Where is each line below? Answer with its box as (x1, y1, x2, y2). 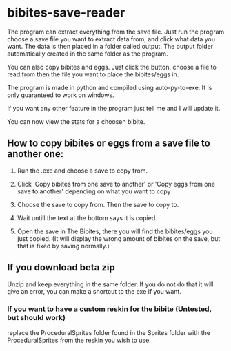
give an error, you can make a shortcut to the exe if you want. (7, 287, 181, 295)
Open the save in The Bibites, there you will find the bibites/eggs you (17, 227, 213, 235)
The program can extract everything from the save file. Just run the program (7, 28, 225, 36)
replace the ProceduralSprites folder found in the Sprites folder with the (7, 328, 211, 337)
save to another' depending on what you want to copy (17, 187, 171, 195)
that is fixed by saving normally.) (17, 242, 110, 250)
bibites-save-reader (7, 5, 125, 21)
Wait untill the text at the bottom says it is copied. (17, 213, 157, 222)
